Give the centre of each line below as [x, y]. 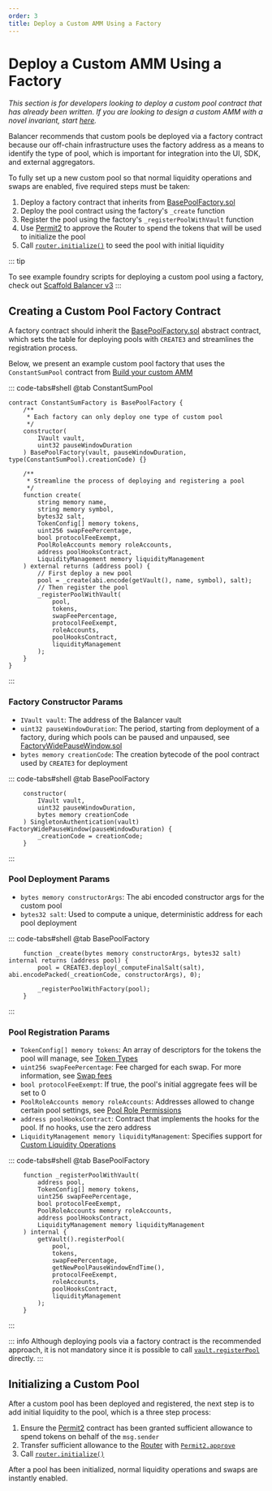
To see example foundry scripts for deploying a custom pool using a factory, [136, 277]
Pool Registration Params [59, 1032]
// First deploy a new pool [85, 573]
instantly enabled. [38, 1478]
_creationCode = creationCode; [91, 836]
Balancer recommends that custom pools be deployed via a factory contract [136, 136]
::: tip [17, 261]
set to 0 [33, 1093]
